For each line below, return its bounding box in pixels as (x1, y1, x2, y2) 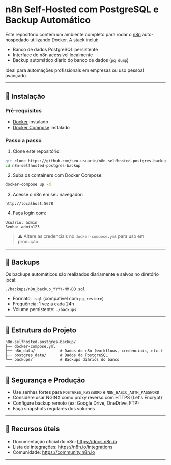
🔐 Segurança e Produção (5, 376, 85, 384)
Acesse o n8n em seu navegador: (12, 191, 83, 197)
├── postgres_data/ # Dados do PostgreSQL (5, 353, 108, 358)
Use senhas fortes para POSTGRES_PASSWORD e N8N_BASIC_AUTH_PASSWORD (12, 389, 159, 395)
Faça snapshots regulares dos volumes (12, 405, 95, 411)
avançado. (5, 72, 27, 78)
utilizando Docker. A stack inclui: (30, 37, 99, 43)
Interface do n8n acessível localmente (12, 52, 93, 58)
